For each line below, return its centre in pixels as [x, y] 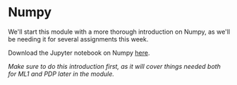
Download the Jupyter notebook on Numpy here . [79, 53]
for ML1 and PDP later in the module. [61, 74]
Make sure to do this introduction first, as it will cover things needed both [114, 66]
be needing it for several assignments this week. [78, 39]
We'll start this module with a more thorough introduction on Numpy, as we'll [119, 32]
